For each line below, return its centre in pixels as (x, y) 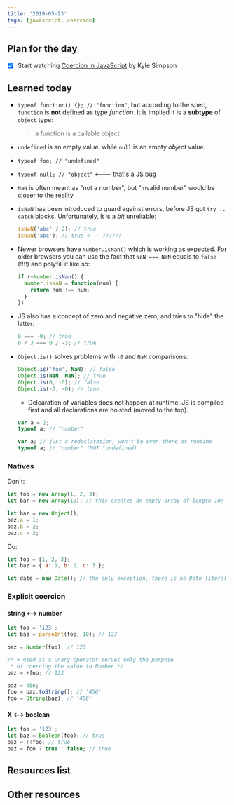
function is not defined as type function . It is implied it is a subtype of (119, 112)
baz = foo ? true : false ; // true (59, 749)
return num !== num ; (60, 290)
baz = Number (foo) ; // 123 (47, 647)
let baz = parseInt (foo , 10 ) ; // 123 (62, 635)
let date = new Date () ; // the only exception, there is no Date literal (117, 579)
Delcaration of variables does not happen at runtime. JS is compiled (126, 402)
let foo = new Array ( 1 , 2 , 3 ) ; (53, 494)
